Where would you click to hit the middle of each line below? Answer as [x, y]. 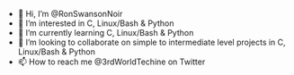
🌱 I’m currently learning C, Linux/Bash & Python [106, 33]
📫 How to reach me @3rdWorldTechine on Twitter [111, 62]
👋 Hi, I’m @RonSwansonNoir [70, 14]
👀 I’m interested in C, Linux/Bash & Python [96, 23]
